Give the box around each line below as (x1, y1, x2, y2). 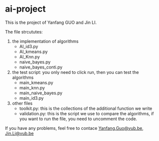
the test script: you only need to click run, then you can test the (12, 69, 139, 75)
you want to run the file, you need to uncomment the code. (19, 116, 138, 122)
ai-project (5, 3, 46, 15)
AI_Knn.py (19, 53, 40, 59)
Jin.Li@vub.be (5, 130, 34, 136)
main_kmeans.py (19, 79, 53, 86)
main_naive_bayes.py (19, 90, 63, 96)
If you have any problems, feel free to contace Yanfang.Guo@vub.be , (5, 125, 144, 131)
